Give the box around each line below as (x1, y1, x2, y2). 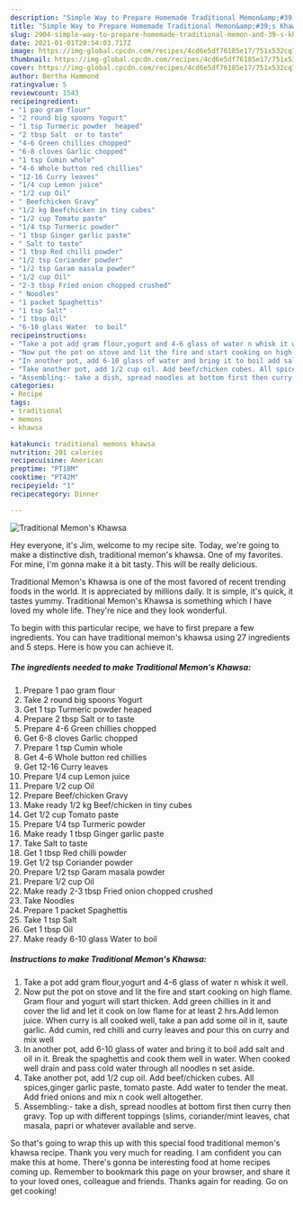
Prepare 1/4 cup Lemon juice (22, 770, 130, 781)
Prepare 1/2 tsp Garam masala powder (22, 866, 165, 877)
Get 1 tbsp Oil (22, 923, 74, 934)
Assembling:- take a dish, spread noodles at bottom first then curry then (22, 1101, 291, 1111)
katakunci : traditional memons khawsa (10, 439, 156, 448)
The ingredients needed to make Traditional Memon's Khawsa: (10, 662, 252, 673)
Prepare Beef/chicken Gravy (22, 789, 129, 801)
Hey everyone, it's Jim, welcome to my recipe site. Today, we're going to (10, 539, 280, 550)
